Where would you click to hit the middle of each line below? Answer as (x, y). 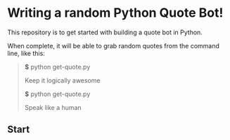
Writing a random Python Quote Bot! (115, 13)
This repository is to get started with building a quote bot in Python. (105, 32)
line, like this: (26, 53)
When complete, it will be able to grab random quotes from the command (114, 45)
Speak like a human (53, 107)
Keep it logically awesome (62, 80)
